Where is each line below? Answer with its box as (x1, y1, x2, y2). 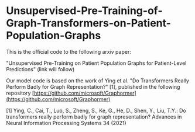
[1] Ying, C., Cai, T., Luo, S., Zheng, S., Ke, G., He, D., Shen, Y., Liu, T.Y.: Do (6, 107, 186, 114)
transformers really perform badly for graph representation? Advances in (6, 113, 182, 120)
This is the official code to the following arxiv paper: (6, 48, 132, 55)
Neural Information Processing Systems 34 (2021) (6, 119, 127, 126)
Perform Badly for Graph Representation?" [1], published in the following (6, 83, 180, 90)
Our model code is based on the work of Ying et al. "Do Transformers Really (6, 77, 189, 84)
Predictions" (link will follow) (6, 65, 75, 72)
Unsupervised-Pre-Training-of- (6, 4, 163, 18)
